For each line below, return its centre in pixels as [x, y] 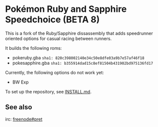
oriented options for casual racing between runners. [58, 39]
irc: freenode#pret [24, 119]
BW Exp [20, 82]
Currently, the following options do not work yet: [55, 72]
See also [19, 107]
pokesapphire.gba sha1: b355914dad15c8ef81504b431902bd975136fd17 [82, 63]
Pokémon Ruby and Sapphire [66, 9]
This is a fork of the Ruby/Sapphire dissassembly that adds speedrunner [79, 33]
